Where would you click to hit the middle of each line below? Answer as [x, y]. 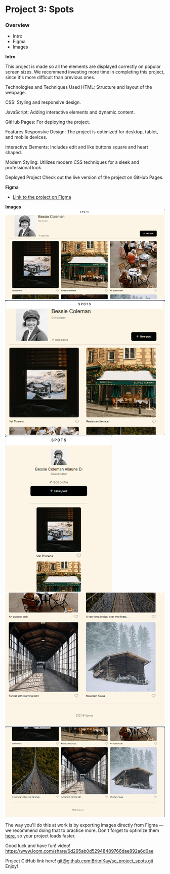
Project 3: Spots [40, 9]
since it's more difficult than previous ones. [50, 78]
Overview [17, 25]
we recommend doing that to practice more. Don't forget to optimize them [82, 830]
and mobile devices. [26, 137]
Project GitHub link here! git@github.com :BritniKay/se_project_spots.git [79, 861]
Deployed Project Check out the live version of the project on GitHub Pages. [84, 177]
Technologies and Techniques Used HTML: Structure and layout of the [79, 87]
